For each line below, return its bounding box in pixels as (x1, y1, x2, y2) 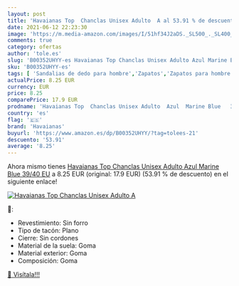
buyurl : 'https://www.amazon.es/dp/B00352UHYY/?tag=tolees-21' (7, 129, 199, 137)
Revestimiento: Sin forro (17, 218, 89, 228)
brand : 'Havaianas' (7, 122, 65, 130)
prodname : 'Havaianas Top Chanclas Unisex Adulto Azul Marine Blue (7, 103, 221, 110)
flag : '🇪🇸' (7, 116, 43, 123)
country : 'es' (7, 110, 50, 117)
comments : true (7, 37, 53, 44)
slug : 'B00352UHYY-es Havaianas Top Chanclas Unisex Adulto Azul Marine (7, 57, 228, 64)
